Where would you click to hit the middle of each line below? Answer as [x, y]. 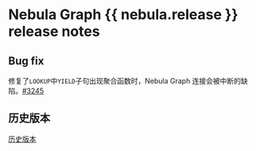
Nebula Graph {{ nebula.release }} [123, 15]
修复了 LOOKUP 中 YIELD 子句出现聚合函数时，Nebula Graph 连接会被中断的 [124, 81]
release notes [54, 31]
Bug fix [26, 61]
